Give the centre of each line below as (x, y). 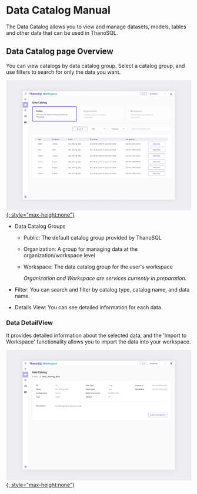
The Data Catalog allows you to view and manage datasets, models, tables (96, 27)
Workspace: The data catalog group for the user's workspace (98, 267)
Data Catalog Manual (58, 10)
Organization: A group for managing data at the (81, 249)
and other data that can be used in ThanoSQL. (62, 32)
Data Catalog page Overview (60, 52)
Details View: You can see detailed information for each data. (89, 307)
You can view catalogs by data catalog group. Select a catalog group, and (96, 66)
